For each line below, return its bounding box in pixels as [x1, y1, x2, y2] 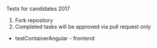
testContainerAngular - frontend [14, 35, 95, 41]
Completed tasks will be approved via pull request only [14, 23, 152, 30]
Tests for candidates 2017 [6, 5, 70, 12]
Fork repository [14, 17, 54, 23]
